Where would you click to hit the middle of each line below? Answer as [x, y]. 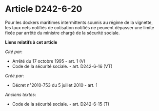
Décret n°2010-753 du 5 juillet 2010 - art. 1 [55, 85]
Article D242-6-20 [44, 9]
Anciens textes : [21, 94]
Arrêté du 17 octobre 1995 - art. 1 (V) [49, 61]
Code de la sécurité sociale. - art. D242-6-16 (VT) [62, 66]
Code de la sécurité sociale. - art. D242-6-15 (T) [61, 104]
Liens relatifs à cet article [31, 42]
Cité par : [14, 52]
